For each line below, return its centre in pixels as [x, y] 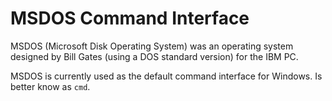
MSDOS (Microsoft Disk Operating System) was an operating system [152, 46]
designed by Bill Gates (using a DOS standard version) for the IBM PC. [154, 56]
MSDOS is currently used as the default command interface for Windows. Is [166, 76]
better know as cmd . [50, 86]
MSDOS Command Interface [130, 18]
